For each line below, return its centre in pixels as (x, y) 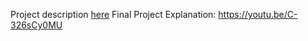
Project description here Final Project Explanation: (113, 14)
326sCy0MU (36, 25)
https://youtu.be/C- (258, 14)
